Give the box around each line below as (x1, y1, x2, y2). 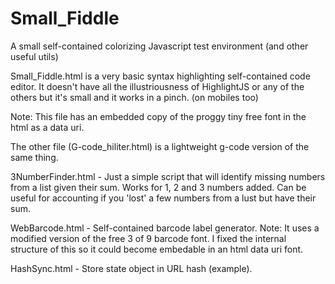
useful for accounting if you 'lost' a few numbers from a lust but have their (10, 192, 317, 204)
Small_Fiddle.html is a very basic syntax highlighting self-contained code (10, 70, 311, 82)
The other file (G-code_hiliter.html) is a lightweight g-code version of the (10, 140, 310, 152)
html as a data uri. (10, 121, 85, 133)
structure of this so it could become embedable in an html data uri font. (10, 243, 304, 255)
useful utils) (10, 50, 59, 62)
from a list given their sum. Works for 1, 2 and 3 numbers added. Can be (10, 181, 307, 193)
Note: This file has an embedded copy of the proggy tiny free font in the (10, 110, 307, 122)
